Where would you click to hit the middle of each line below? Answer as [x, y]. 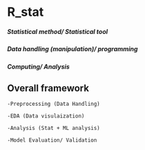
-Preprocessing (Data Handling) [54, 104]
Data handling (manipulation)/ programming [72, 49]
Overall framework [48, 88]
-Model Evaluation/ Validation [52, 140]
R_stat [26, 12]
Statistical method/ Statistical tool [58, 31]
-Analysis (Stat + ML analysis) [54, 129]
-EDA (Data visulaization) [46, 116]
